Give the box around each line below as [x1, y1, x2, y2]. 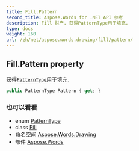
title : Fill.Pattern [6, 8, 58, 15]
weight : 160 [6, 31, 36, 37]
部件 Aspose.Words [14, 138, 64, 145]
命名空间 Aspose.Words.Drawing [14, 131, 96, 138]
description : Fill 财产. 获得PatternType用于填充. [6, 20, 129, 26]
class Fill [14, 123, 37, 131]
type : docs [6, 25, 34, 32]
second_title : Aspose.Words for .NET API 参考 [6, 14, 123, 20]
